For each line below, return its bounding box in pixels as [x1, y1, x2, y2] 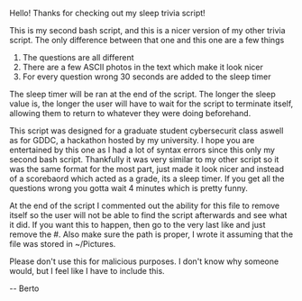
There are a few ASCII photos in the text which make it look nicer [22, 62, 264, 72]
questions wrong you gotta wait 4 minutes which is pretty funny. [9, 183, 248, 193]
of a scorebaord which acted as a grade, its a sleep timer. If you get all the [9, 173, 285, 184]
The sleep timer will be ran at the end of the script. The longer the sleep [9, 89, 277, 99]
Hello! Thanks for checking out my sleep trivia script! [9, 8, 206, 18]
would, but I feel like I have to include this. [9, 266, 165, 276]
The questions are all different [22, 52, 134, 62]
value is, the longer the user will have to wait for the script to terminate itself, [9, 98, 294, 109]
